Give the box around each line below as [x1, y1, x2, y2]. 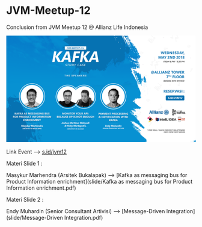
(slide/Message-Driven [6, 214, 63, 222]
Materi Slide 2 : [6, 196, 44, 204]
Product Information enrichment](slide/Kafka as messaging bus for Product [6, 178, 193, 185]
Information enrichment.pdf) [6, 184, 76, 191]
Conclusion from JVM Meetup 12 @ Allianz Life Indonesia [6, 23, 148, 31]
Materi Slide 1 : [6, 160, 43, 167]
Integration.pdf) [64, 214, 103, 222]
